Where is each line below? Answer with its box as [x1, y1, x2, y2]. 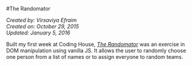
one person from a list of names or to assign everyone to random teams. [6, 54, 183, 60]
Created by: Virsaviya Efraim [6, 17, 77, 23]
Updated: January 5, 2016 [6, 29, 70, 36]
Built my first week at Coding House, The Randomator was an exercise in [6, 41, 185, 48]
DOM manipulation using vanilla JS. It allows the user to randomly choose [6, 47, 186, 54]
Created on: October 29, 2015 [6, 23, 79, 30]
